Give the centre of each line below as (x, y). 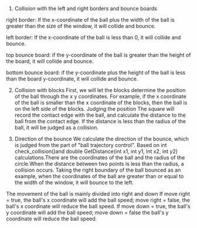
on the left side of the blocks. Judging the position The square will (94, 109)
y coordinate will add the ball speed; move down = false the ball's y (87, 212)
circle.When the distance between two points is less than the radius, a (99, 164)
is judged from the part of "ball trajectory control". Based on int (91, 145)
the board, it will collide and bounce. (50, 61)
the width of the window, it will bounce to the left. (74, 182)
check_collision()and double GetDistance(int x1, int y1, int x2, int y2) (96, 151)
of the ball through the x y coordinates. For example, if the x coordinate (100, 96)
